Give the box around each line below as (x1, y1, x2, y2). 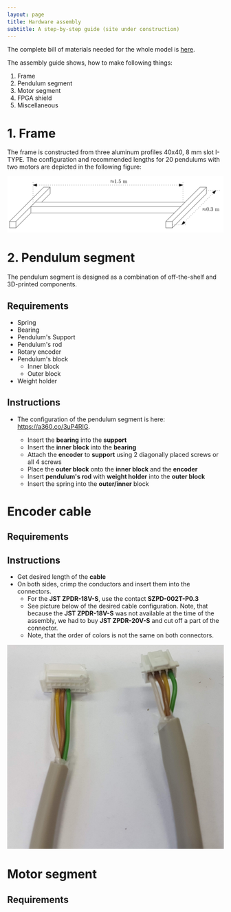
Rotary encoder (16, 348, 62, 356)
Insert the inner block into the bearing (27, 443, 137, 451)
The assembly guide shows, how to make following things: (7, 59, 173, 67)
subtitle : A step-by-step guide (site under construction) (7, 25, 180, 32)
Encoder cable (7, 504, 91, 519)
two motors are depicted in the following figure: (7, 162, 142, 171)
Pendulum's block (16, 355, 69, 363)
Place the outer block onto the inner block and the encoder (27, 465, 198, 473)
